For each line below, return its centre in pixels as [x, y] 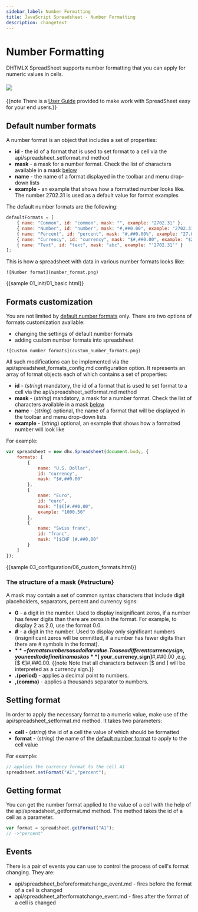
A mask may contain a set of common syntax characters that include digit [95, 595]
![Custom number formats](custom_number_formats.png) [74, 351]
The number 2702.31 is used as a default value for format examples [96, 196]
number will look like [39, 429]
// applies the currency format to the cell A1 [66, 766]
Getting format [34, 790]
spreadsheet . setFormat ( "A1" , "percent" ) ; [57, 772]
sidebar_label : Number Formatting [49, 11]
